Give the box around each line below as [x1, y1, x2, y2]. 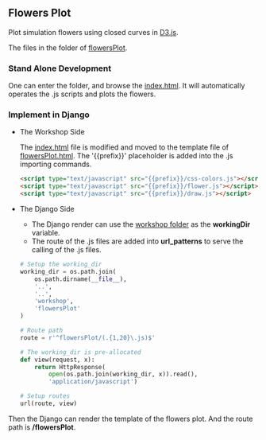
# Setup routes [19, 392, 71, 400]
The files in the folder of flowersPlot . [8, 43, 128, 53]
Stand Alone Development [8, 63, 112, 74]
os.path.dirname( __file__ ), [34, 275, 127, 283]
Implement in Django [8, 109, 90, 120]
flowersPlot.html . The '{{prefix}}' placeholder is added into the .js [19, 151, 233, 161]
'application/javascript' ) [48, 378, 138, 386]
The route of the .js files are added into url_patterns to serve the [31, 236, 244, 246]
